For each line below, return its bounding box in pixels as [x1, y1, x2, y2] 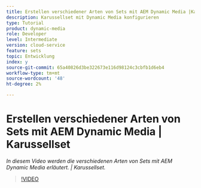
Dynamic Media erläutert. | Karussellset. [6, 163, 106, 171]
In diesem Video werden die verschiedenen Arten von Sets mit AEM [6, 157, 172, 165]
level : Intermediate [6, 37, 58, 43]
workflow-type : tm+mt [6, 70, 60, 76]
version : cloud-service [6, 43, 66, 48]
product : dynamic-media [6, 25, 66, 32]
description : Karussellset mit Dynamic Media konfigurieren [6, 14, 160, 20]
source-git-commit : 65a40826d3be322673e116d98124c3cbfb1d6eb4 [6, 64, 165, 71]
